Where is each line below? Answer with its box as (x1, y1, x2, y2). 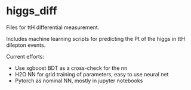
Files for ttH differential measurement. (6, 24, 100, 31)
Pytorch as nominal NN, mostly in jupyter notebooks (14, 77, 143, 84)
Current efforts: (6, 53, 45, 60)
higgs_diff (6, 4, 57, 18)
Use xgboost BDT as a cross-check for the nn (14, 64, 128, 72)
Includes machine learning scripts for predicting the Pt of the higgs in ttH (6, 35, 186, 42)
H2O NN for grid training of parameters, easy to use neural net (14, 70, 169, 78)
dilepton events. (6, 41, 46, 49)
